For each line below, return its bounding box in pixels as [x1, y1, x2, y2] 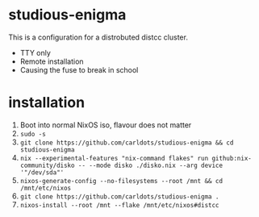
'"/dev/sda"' [19, 168, 65, 177]
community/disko [19, 161, 75, 169]
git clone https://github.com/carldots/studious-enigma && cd [19, 139, 234, 147]
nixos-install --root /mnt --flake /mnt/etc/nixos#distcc [19, 201, 219, 209]
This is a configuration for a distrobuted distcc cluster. [8, 32, 188, 42]
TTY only [19, 48, 51, 57]
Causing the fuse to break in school [19, 65, 139, 74]
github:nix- [211, 154, 252, 162]
